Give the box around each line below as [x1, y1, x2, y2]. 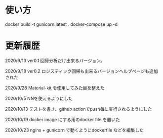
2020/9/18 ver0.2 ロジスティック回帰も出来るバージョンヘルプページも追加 [5, 68, 158, 74]
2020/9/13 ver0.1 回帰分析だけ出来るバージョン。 [5, 58, 105, 64]
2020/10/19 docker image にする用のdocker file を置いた [5, 116, 120, 122]
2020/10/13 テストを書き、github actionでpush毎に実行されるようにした [5, 106, 152, 112]
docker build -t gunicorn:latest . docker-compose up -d [5, 21, 118, 27]
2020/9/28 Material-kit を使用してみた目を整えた [5, 85, 105, 91]
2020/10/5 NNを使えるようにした [5, 95, 73, 101]
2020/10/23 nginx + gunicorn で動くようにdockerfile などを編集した [5, 127, 144, 133]
